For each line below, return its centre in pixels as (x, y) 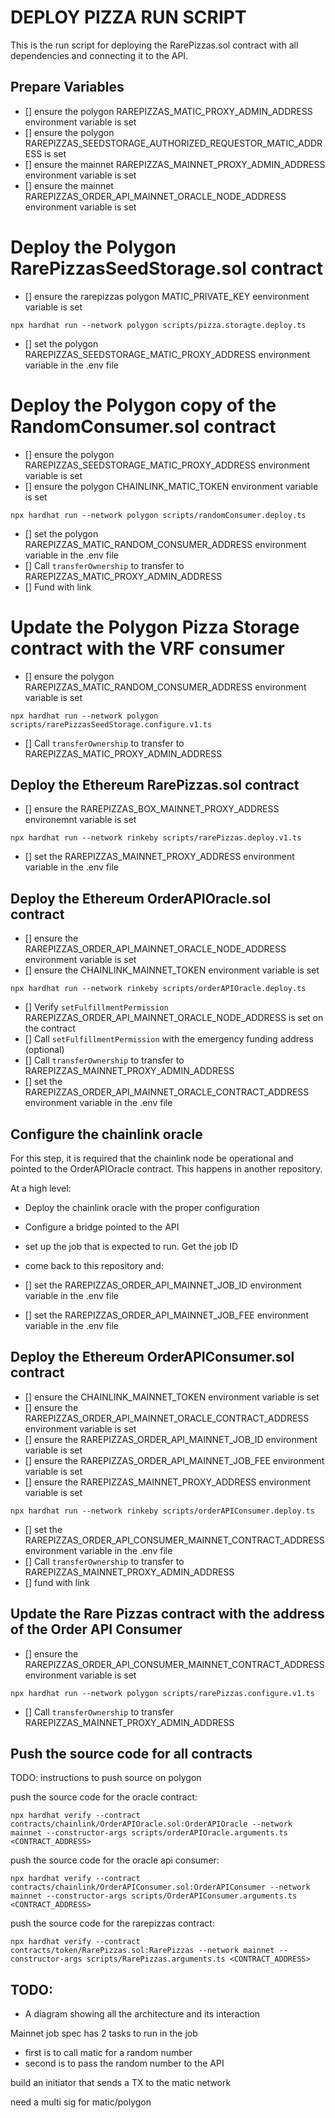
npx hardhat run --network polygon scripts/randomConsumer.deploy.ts (158, 515)
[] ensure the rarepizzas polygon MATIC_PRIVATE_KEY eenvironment (167, 296)
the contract (50, 1028)
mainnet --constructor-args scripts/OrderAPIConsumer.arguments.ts (154, 1896)
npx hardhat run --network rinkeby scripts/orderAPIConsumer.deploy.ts (162, 1511)
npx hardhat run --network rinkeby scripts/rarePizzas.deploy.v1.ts (156, 838)
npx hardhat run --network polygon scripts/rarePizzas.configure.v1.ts (162, 1693)
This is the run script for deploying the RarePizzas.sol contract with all (154, 45)
